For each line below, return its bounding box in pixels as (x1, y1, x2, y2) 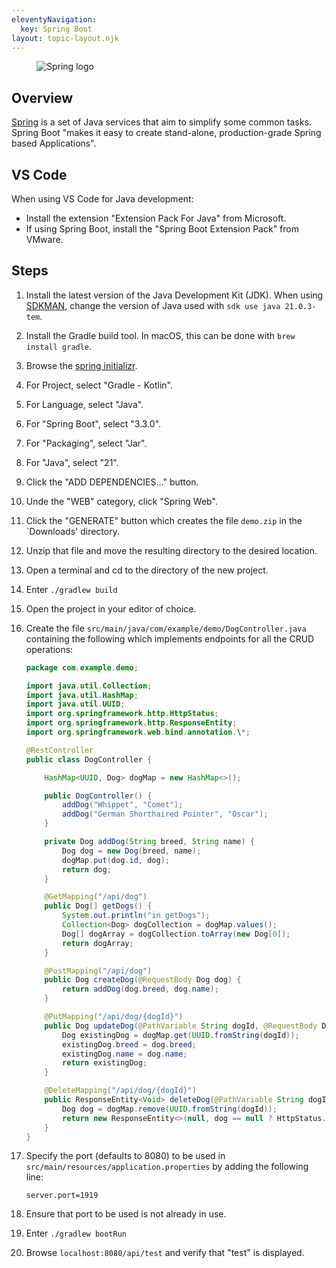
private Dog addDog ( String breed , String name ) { (44, 837, 255, 847)
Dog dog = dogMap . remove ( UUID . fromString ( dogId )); (62, 1104, 278, 1114)
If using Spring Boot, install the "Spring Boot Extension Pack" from (25, 223, 299, 235)
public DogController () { (44, 791, 153, 801)
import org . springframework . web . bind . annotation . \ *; (25, 727, 251, 738)
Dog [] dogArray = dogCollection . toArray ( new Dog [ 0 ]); (62, 929, 291, 939)
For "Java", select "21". (25, 456, 119, 468)
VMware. (25, 234, 64, 245)
